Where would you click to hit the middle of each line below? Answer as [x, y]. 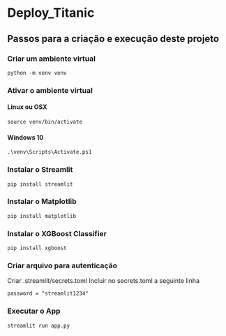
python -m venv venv [37, 73]
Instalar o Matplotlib [42, 202]
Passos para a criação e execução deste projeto [113, 39]
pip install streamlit [40, 184]
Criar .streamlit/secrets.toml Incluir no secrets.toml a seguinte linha [104, 281]
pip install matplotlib [42, 216]
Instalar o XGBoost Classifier [57, 233]
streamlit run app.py [39, 326]
